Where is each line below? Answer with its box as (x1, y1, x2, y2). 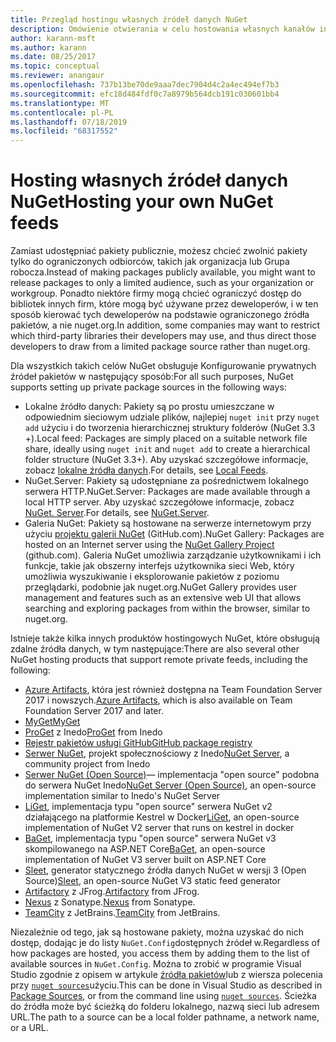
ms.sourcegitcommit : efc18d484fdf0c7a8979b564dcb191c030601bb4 (10, 89, 280, 99)
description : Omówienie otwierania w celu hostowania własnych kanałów (10, 24, 315, 34)
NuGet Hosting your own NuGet (10, 191, 274, 213)
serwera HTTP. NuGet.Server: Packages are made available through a (24, 486, 311, 498)
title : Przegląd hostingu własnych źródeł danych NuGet (10, 14, 248, 25)
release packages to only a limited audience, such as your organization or (10, 277, 315, 289)
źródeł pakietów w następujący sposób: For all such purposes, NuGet (10, 371, 294, 383)
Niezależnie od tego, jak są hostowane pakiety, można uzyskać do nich (10, 926, 304, 938)
